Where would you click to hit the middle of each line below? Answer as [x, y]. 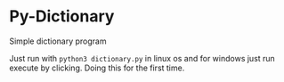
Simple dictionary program [58, 41]
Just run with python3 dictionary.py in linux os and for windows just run [142, 58]
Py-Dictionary [62, 16]
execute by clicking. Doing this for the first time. [97, 68]
